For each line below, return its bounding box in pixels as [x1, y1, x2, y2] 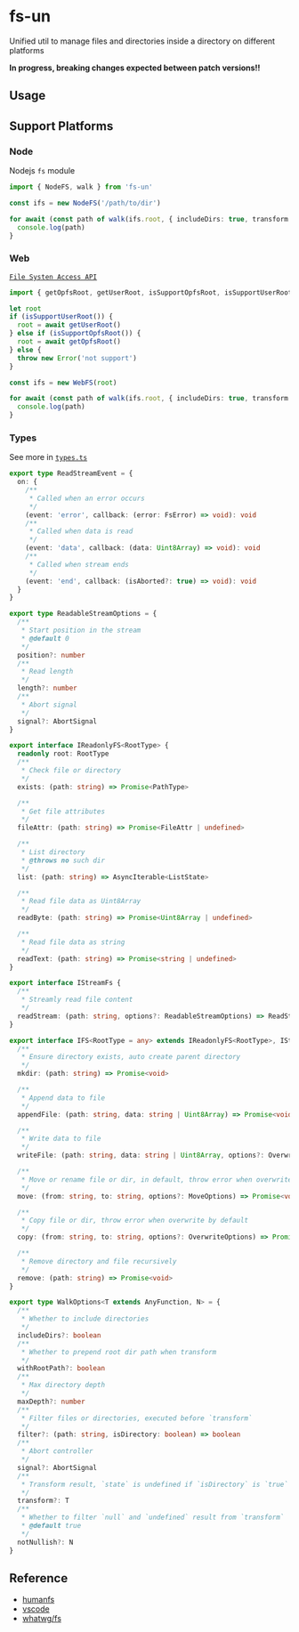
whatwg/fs [21, 1613, 62, 1624]
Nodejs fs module [9, 166, 76, 176]
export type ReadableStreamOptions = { [9, 610, 158, 618]
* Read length [20, 667, 74, 676]
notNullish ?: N [17, 1538, 74, 1547]
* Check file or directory [20, 766, 122, 775]
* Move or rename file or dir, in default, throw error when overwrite [20, 1175, 293, 1184]
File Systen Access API [9, 272, 98, 281]
